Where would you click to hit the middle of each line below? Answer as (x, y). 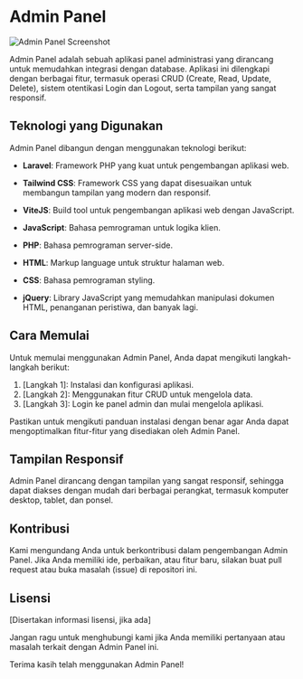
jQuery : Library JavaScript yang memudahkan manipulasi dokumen (148, 297)
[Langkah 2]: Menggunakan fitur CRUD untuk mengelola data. (137, 394)
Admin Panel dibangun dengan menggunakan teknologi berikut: (128, 147)
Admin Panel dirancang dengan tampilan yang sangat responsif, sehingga (147, 481)
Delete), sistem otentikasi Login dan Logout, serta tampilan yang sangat (143, 88)
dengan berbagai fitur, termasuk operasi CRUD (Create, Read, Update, (140, 78)
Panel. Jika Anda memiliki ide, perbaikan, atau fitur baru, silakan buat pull (146, 560)
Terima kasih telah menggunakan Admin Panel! (97, 665)
